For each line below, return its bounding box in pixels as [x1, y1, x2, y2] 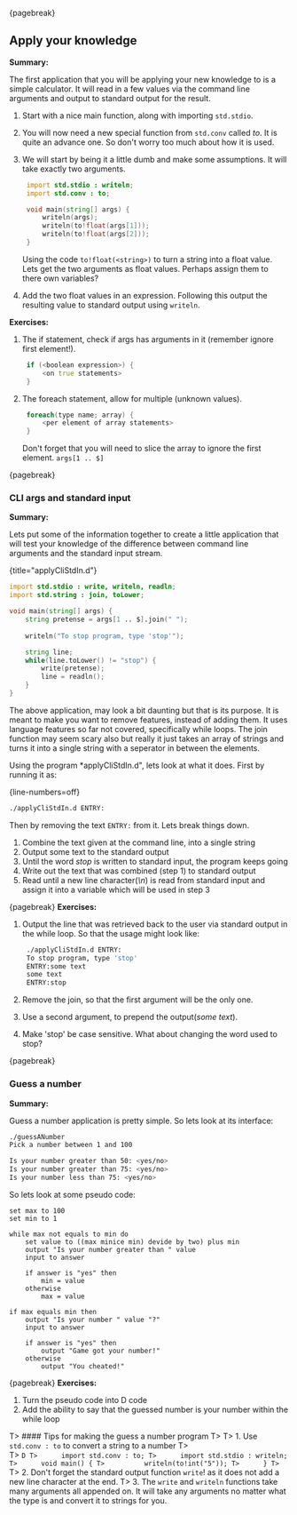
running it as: [9, 769, 58, 780]
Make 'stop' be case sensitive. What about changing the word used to [21, 1029, 277, 1040]
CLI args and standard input [9, 492, 131, 505]
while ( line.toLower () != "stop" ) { [25, 656, 157, 665]
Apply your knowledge [9, 33, 137, 48]
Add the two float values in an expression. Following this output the [21, 290, 268, 300]
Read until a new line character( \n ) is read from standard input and [21, 874, 266, 885]
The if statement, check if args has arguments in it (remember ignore [21, 333, 274, 345]
